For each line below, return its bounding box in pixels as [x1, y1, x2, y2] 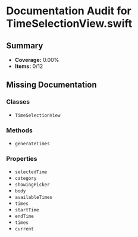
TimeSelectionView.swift [6, 17, 133, 30]
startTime [14, 207, 40, 213]
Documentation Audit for [6, 4, 132, 18]
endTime [14, 213, 34, 220]
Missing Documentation [6, 80, 97, 90]
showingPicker [14, 182, 50, 188]
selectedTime [14, 169, 48, 175]
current [14, 226, 34, 232]
